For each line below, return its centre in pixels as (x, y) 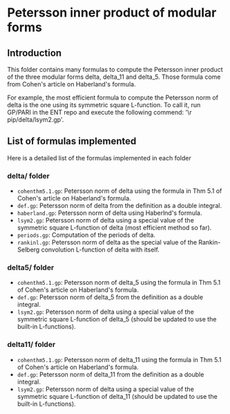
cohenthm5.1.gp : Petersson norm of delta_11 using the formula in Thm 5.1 (119, 359)
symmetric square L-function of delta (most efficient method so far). (114, 228)
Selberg (28, 250)
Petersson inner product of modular (112, 13)
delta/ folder (28, 176)
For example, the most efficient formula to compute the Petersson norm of (113, 97)
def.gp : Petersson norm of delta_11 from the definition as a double (111, 374)
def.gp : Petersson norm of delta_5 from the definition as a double (110, 297)
